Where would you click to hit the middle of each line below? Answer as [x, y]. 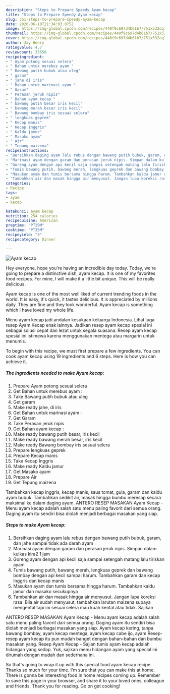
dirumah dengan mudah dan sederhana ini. [50, 655]
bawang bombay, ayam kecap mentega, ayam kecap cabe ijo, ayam [76, 633]
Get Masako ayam [32, 472]
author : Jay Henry [25, 43]
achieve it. [16, 362]
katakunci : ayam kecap [30, 211]
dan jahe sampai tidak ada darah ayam [53, 543]
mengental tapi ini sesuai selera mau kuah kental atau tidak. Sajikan [83, 607]
